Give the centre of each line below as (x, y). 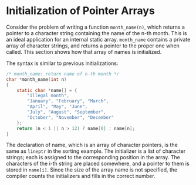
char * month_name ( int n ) (36, 79)
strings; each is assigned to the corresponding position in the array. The (93, 157)
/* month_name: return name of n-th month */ (62, 74)
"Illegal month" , (48, 96)
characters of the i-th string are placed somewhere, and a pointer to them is (98, 164)
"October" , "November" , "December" (71, 117)
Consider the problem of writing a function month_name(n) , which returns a (95, 27)
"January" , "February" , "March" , (68, 101)
